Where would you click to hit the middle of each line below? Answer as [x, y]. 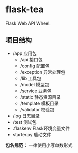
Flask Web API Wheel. [28, 23]
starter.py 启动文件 [32, 134]
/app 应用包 [24, 53]
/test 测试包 [24, 122]
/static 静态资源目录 [41, 97]
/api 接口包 [31, 59]
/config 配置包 [35, 66]
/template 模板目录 [39, 103]
